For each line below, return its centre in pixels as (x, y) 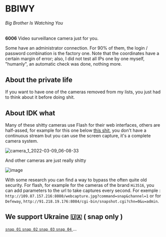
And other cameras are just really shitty (46, 160)
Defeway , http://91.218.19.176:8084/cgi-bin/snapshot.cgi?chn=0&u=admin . (82, 201)
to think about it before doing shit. (40, 97)
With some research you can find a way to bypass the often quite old (76, 180)
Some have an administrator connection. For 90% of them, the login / (76, 48)
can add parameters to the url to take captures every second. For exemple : (83, 190)
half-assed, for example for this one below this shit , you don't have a (76, 130)
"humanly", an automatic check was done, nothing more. (63, 64)
